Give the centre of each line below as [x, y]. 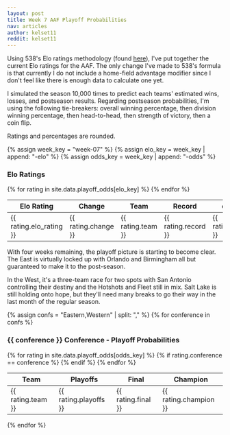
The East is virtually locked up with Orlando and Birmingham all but [102, 259]
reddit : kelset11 [32, 39]
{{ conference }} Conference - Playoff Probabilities [93, 340]
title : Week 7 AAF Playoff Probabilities [67, 20]
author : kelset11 [32, 33]
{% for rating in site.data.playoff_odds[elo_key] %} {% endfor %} [99, 189]
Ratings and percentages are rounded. [61, 136]
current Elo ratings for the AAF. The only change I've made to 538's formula [114, 66]
